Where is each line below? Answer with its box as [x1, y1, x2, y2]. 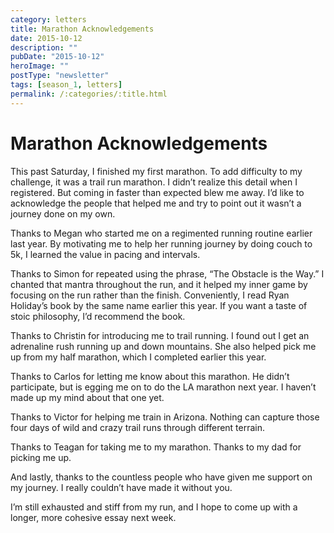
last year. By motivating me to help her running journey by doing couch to [10, 237, 313, 250]
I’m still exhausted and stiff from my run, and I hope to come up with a [10, 501, 298, 513]
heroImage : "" [10, 61, 70, 71]
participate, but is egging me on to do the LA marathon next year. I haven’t [10, 381, 317, 393]
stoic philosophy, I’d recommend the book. [10, 310, 186, 322]
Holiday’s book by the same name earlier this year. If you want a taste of [10, 299, 308, 311]
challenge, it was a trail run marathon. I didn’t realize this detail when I [10, 176, 298, 188]
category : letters [10, 14, 87, 25]
